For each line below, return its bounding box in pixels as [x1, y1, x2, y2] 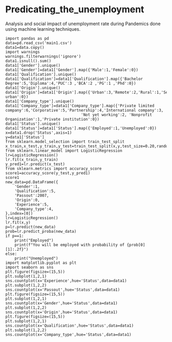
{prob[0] [126, 242, 145, 247]
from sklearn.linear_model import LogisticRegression [5, 148, 123, 153]
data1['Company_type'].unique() [5, 98, 74, 104]
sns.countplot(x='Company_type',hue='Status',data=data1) [5, 332, 132, 337]
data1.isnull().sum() [5, 58, 52, 64]
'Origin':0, [14, 197, 40, 203]
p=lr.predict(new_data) [5, 224, 56, 229]
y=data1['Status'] [5, 134, 45, 139]
